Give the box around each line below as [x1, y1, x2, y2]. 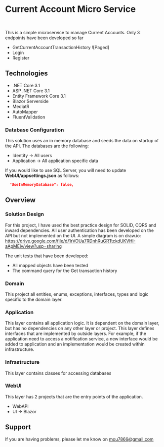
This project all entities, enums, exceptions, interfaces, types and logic [5, 291, 149, 297]
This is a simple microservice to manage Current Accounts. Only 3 [5, 29, 140, 35]
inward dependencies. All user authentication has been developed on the [5, 227, 154, 233]
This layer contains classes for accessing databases [5, 370, 112, 376]
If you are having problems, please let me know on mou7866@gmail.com [5, 436, 154, 442]
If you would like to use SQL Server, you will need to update [5, 168, 126, 173]
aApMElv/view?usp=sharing [5, 243, 62, 249]
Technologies [5, 69, 48, 78]
